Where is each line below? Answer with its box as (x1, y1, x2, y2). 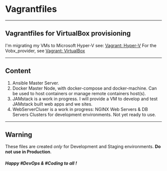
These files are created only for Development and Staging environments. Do (5, 144, 161, 150)
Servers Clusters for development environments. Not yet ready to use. (12, 112, 157, 117)
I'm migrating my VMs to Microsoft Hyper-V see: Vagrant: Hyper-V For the (5, 42, 157, 48)
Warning (5, 130, 32, 139)
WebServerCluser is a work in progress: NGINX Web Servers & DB (12, 106, 148, 112)
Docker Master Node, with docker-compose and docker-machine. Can (12, 85, 157, 91)
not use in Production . (5, 149, 52, 155)
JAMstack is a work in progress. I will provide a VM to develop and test (12, 96, 158, 102)
